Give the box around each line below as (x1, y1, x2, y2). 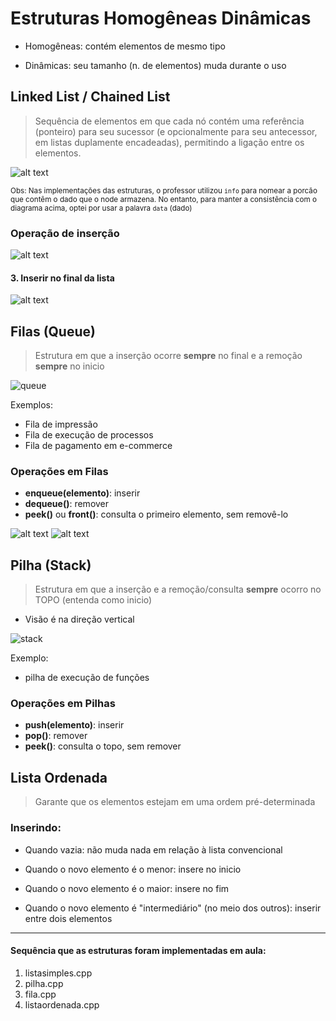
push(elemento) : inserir (24, 719, 125, 731)
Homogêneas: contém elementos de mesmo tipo (24, 40, 226, 52)
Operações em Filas (10, 464, 109, 478)
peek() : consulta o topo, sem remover (24, 740, 182, 752)
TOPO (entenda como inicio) (34, 594, 153, 606)
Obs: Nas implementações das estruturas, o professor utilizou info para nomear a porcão (10, 185, 318, 196)
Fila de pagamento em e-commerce (24, 440, 173, 452)
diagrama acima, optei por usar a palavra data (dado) (10, 203, 193, 213)
